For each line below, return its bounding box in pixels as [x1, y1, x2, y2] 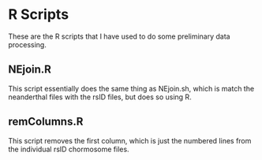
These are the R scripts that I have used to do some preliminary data [8, 32, 230, 41]
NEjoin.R [8, 63, 51, 76]
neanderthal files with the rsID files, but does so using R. [8, 92, 192, 102]
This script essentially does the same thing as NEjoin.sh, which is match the [8, 84, 255, 93]
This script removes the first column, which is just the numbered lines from [8, 136, 252, 145]
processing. [8, 39, 47, 49]
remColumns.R [8, 115, 84, 128]
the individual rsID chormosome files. [8, 144, 129, 154]
